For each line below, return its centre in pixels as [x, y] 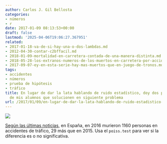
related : [14, 42]
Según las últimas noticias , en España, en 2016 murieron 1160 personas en [81, 126]
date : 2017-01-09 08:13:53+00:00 [40, 28]
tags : [11, 70]
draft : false [19, 33]
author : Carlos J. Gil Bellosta [39, 10]
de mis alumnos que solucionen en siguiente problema [66, 97]
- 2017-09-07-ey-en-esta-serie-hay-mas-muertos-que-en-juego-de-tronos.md [84, 65]
